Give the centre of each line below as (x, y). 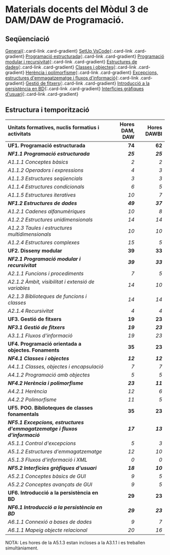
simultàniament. (22, 548)
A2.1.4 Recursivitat (31, 311)
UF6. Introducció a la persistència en (53, 493)
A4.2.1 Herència (27, 391)
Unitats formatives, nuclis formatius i (54, 127)
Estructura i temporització (47, 110)
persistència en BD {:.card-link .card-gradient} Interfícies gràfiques (75, 89)
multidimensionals (30, 234)
